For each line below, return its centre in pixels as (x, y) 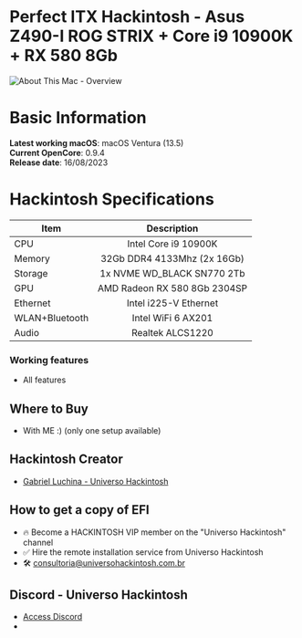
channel (38, 542)
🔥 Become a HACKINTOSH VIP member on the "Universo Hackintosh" (154, 532)
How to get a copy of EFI (79, 510)
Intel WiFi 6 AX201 (172, 318)
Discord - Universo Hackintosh (99, 595)
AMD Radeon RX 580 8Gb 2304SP (172, 288)
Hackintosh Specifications (112, 199)
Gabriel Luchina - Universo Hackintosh (95, 481)
